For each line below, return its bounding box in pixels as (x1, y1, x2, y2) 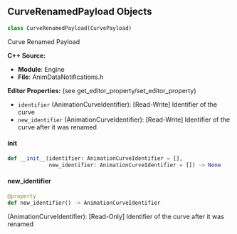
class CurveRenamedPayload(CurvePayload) (7, 24, 132, 31)
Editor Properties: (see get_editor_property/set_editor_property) (7, 86, 197, 95)
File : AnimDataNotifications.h (17, 73, 104, 81)
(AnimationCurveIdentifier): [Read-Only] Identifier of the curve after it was (7, 212, 224, 220)
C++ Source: (7, 51, 46, 60)
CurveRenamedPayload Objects (7, 6, 152, 18)
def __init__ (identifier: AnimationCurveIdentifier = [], (7, 154, 183, 162)
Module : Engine (17, 65, 65, 73)
